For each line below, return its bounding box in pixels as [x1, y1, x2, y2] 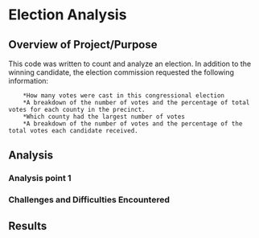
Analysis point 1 [8, 173, 72, 184]
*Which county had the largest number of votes [23, 113, 185, 121]
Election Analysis [8, 6, 127, 24]
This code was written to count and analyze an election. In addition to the [8, 59, 252, 68]
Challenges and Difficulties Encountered [8, 195, 171, 206]
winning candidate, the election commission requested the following [8, 68, 235, 77]
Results [8, 219, 47, 232]
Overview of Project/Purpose [8, 38, 158, 51]
